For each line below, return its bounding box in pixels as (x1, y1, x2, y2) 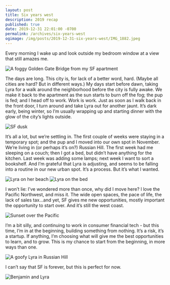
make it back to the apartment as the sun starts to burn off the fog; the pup (5, 92, 163, 98)
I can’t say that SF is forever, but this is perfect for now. (5, 263, 122, 270)
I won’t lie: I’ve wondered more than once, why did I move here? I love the (5, 186, 160, 192)
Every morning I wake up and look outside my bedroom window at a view (5, 50, 159, 56)
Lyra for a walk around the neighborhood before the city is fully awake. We (5, 86, 162, 92)
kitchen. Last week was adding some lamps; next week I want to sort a (5, 155, 154, 161)
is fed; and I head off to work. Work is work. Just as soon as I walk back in (5, 97, 162, 103)
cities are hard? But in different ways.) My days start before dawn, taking (5, 80, 158, 87)
